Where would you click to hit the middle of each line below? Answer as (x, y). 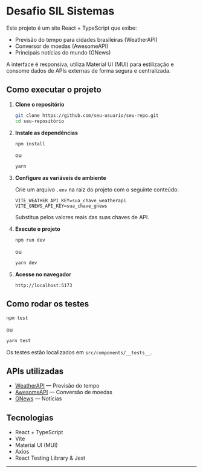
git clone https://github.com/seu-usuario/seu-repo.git (87, 115)
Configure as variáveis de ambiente (61, 178)
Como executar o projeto (54, 90)
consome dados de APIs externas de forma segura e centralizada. (89, 70)
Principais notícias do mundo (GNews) (63, 52)
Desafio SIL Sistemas (60, 11)
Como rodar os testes (48, 304)
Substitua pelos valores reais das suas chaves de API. (82, 217)
